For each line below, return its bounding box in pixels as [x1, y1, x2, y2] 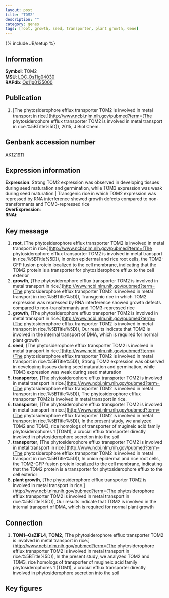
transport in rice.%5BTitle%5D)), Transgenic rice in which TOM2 [12, 294, 147, 300]
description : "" [5, 17, 39, 22]
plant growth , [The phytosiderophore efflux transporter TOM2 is [12, 477, 147, 483]
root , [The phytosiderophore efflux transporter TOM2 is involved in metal [12, 240, 164, 246]
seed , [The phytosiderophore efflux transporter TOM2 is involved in [12, 343, 154, 349]
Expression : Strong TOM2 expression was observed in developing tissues [5, 179, 160, 185]
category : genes [5, 21, 39, 27]
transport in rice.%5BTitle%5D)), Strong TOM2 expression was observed [12, 358, 164, 365]
